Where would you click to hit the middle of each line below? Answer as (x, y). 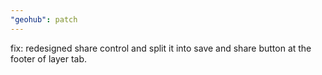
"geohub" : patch (44, 19)
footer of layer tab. (49, 58)
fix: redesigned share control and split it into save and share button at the (161, 48)
